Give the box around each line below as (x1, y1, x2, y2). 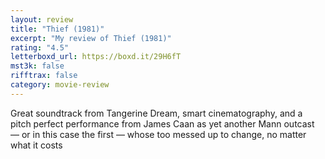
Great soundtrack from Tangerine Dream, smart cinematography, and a (10, 107, 303, 119)
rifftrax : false (10, 71, 78, 81)
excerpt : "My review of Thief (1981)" (10, 33, 172, 43)
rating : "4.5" (10, 42, 70, 53)
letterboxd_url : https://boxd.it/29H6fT (10, 52, 182, 62)
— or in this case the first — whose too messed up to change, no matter (10, 128, 307, 140)
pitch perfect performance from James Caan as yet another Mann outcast (10, 117, 315, 130)
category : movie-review (10, 80, 110, 90)
